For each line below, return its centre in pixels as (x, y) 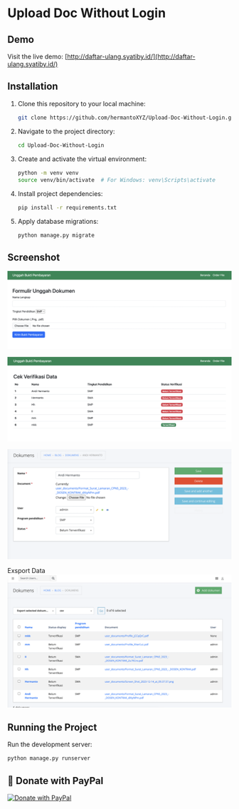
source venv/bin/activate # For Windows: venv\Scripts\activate (116, 180)
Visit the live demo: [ (37, 56)
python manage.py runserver (49, 758)
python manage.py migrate (56, 236)
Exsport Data (26, 570)
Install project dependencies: (60, 194)
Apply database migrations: (58, 222)
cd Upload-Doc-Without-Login (61, 145)
